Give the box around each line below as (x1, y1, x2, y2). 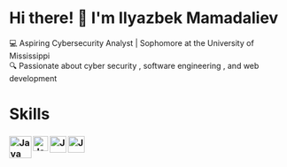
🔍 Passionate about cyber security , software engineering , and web (9, 60, 260, 71)
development (9, 72, 58, 83)
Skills (9, 104, 50, 125)
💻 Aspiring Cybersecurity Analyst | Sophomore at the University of (9, 37, 254, 48)
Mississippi (9, 50, 50, 61)
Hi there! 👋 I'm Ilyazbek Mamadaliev (9, 8, 279, 28)
